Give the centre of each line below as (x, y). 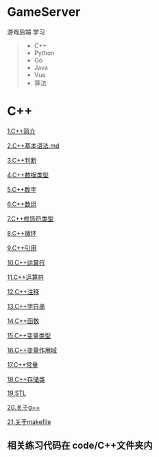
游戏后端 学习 (26, 32)
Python (44, 53)
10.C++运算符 (26, 263)
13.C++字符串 (26, 306)
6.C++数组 (22, 204)
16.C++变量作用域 (32, 350)
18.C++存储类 (26, 379)
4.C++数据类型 (28, 175)
